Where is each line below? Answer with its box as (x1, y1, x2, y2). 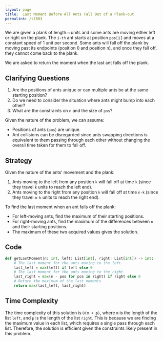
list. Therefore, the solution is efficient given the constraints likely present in (5, 325, 158, 331)
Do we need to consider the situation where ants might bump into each (12, 97, 155, 103)
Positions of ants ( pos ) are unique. (12, 127, 81, 132)
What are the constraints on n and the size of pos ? (12, 108, 113, 114)
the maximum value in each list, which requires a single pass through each (5, 320, 155, 326)
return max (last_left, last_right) (14, 283, 86, 288)
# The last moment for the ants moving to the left (14, 260, 121, 265)
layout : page (5, 7, 32, 12)
